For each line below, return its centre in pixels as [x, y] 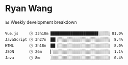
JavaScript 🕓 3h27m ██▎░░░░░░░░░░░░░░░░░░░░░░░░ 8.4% [64, 39]
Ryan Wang [29, 8]
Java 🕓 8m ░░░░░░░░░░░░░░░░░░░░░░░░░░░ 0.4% [64, 58]
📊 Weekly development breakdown [41, 22]
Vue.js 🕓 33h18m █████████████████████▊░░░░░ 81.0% [64, 33]
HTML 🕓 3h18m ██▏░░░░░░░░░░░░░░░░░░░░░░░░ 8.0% [64, 46]
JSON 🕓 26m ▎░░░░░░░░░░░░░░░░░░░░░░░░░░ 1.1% [64, 51]
